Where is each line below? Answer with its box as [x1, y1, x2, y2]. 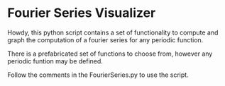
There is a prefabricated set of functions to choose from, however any [7, 49, 213, 58]
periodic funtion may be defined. [7, 56, 103, 65]
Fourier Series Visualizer [7, 5, 156, 21]
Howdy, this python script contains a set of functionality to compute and [7, 28, 219, 37]
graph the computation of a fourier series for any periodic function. [7, 35, 204, 44]
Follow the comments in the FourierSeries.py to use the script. [7, 70, 190, 79]
